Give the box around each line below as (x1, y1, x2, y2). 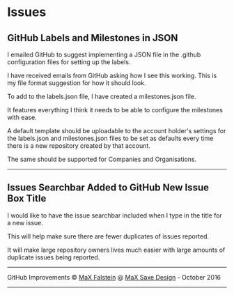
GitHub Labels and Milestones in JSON (7, 32, 178, 44)
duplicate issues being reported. (7, 252, 100, 262)
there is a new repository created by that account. (7, 142, 151, 150)
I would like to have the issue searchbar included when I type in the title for (7, 211, 223, 220)
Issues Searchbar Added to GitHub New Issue (7, 182, 209, 194)
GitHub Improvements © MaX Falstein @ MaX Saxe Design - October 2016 (7, 273, 221, 281)
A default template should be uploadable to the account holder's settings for (7, 127, 226, 135)
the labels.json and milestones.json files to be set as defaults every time (7, 134, 214, 142)
